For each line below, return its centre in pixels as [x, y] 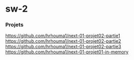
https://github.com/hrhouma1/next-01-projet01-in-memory [67, 52]
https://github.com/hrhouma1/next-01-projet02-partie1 [63, 36]
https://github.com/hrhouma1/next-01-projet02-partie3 [63, 47]
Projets [15, 25]
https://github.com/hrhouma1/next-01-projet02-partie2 [63, 41]
